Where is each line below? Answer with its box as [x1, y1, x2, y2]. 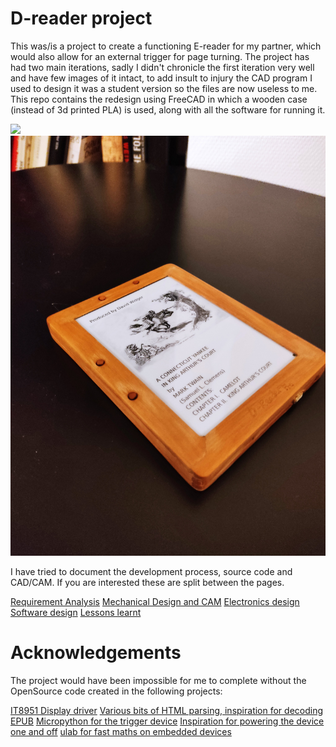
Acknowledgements [10, 642, 182, 664]
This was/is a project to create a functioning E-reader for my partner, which [10, 40, 322, 52]
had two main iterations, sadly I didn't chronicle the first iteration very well [10, 61, 315, 73]
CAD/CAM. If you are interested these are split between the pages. [10, 576, 285, 588]
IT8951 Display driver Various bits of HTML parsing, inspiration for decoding [10, 704, 324, 716]
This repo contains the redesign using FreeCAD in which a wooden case [10, 93, 308, 105]
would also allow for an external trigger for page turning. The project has [10, 50, 310, 62]
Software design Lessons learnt [10, 606, 142, 618]
